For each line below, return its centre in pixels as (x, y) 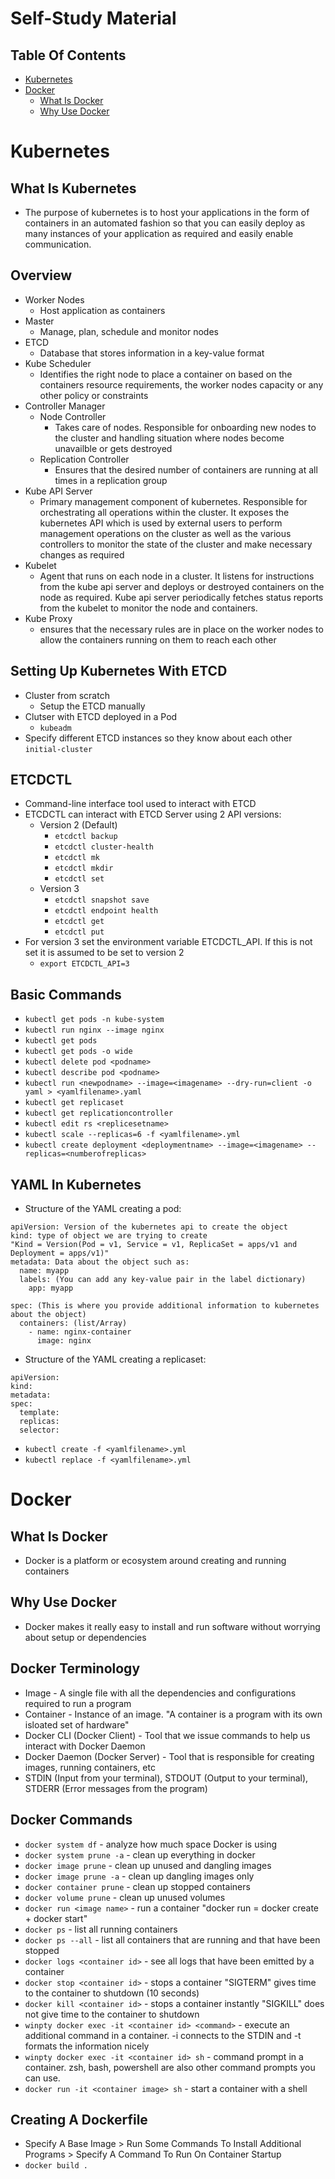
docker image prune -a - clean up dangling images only (139, 1876)
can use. (42, 2078)
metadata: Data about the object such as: (100, 1262)
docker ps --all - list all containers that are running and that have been (172, 1939)
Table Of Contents (68, 55)
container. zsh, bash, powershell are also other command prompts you (170, 2067)
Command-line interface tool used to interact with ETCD (140, 804)
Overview (41, 275)
